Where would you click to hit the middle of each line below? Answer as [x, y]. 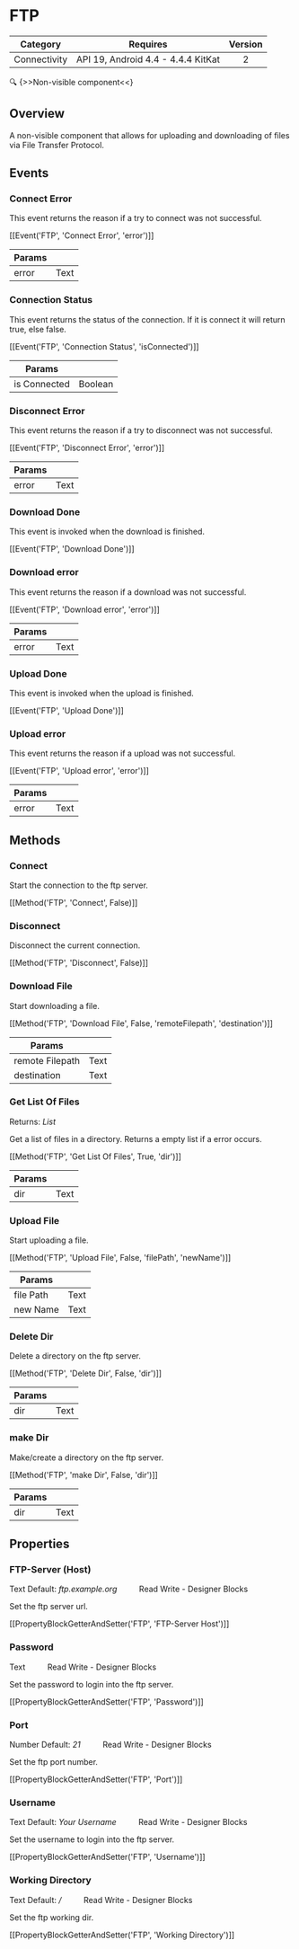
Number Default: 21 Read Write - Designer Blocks [111, 1744]
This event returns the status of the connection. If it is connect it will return [147, 319]
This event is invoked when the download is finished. [107, 532]
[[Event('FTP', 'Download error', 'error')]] [84, 609]
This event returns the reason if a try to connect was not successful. [136, 218]
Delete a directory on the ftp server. [75, 1356]
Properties [40, 1544]
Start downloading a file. [55, 1006]
